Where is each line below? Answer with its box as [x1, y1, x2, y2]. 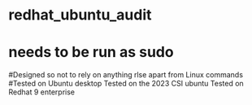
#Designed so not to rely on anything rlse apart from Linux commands [8, 70, 244, 80]
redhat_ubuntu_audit [8, 6, 152, 24]
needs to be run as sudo [8, 43, 174, 62]
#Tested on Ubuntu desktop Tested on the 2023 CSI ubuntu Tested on [8, 79, 244, 89]
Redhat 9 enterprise [8, 87, 76, 97]
